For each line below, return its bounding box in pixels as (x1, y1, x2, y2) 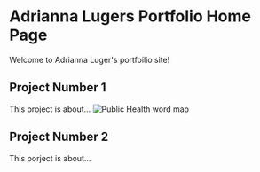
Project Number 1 (9, 80, 106, 95)
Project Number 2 (9, 129, 109, 145)
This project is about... (9, 104, 91, 114)
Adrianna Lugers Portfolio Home (9, 6, 251, 27)
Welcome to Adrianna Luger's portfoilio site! (9, 54, 170, 65)
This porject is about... (9, 152, 91, 163)
